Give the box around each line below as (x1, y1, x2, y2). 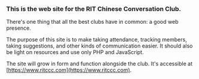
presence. (6, 24, 31, 31)
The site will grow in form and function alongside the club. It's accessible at (6, 60, 193, 67)
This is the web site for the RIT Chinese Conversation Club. (6, 5, 182, 13)
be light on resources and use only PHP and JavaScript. (6, 49, 144, 56)
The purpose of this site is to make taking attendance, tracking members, (6, 36, 187, 43)
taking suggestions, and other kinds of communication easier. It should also (6, 42, 193, 49)
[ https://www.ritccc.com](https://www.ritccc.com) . (6, 67, 132, 74)
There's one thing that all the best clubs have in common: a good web (6, 18, 179, 26)
